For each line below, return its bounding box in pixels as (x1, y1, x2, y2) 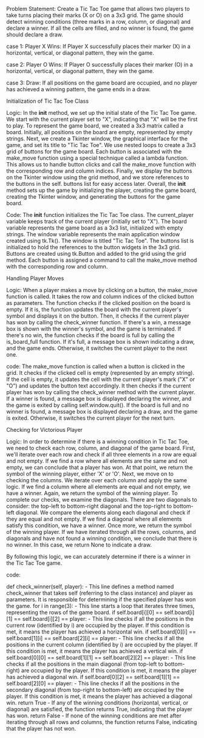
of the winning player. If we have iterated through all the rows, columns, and (6, 528, 196, 535)
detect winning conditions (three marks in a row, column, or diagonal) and (6, 18, 191, 25)
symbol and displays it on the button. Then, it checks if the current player (6, 312, 189, 319)
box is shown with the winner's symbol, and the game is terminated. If (6, 325, 182, 332)
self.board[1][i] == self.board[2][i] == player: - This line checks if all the (6, 635, 185, 641)
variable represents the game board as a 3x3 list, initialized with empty (6, 224, 183, 231)
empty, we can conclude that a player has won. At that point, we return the (6, 464, 193, 471)
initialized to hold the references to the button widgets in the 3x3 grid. (6, 244, 181, 251)
